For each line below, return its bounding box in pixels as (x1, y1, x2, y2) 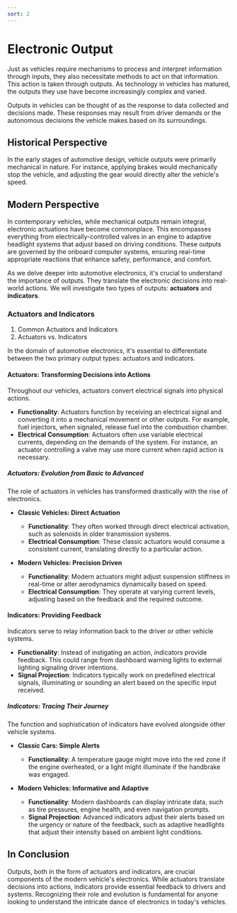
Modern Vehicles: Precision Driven (17, 558, 122, 567)
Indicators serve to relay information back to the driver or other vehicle (7, 626, 214, 635)
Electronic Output (7, 40, 113, 57)
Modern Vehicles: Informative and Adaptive (17, 784, 149, 792)
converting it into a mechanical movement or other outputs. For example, (17, 415, 230, 423)
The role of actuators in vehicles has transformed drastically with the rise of (7, 487, 229, 496)
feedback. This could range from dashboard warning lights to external (17, 655, 222, 664)
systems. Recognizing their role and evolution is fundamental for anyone (7, 890, 218, 898)
